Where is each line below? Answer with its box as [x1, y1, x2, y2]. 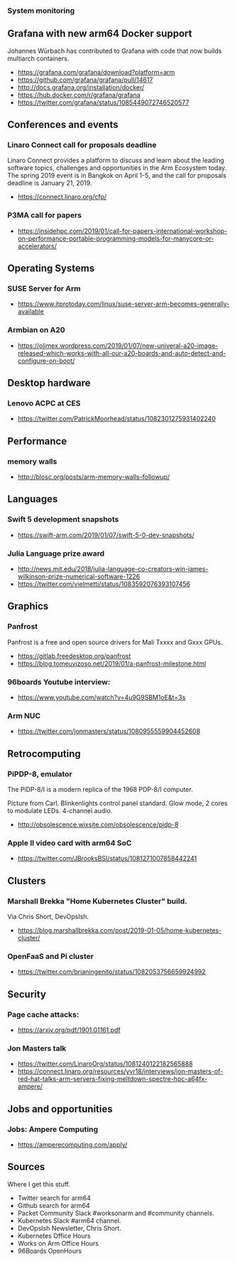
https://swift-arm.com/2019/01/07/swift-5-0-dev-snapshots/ [17, 531, 195, 539]
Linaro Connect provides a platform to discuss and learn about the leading [7, 156, 225, 165]
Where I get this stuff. [7, 1179, 71, 1188]
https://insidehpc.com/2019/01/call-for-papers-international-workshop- [17, 226, 228, 235]
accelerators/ [17, 241, 57, 250]
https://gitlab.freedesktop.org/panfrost [17, 652, 131, 660]
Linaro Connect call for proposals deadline [7, 140, 157, 150]
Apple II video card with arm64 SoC [7, 838, 132, 848]
